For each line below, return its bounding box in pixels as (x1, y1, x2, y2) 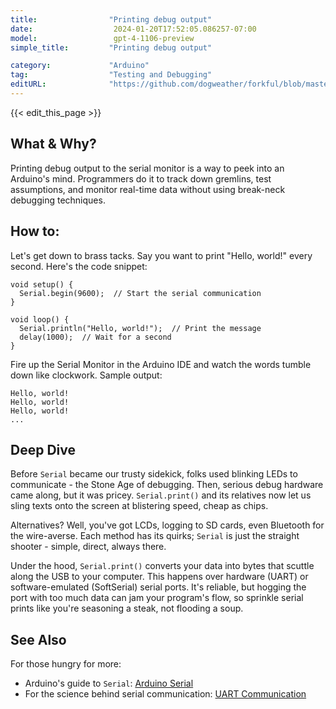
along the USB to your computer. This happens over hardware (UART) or (10, 571, 309, 583)
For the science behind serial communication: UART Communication (24, 688, 307, 700)
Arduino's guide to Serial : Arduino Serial (24, 677, 194, 690)
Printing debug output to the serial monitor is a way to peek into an (10, 162, 285, 174)
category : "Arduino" (10, 61, 150, 71)
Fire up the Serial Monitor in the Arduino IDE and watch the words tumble (10, 358, 312, 370)
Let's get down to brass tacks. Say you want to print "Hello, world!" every (10, 249, 313, 261)
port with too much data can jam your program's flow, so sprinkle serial (10, 592, 304, 604)
